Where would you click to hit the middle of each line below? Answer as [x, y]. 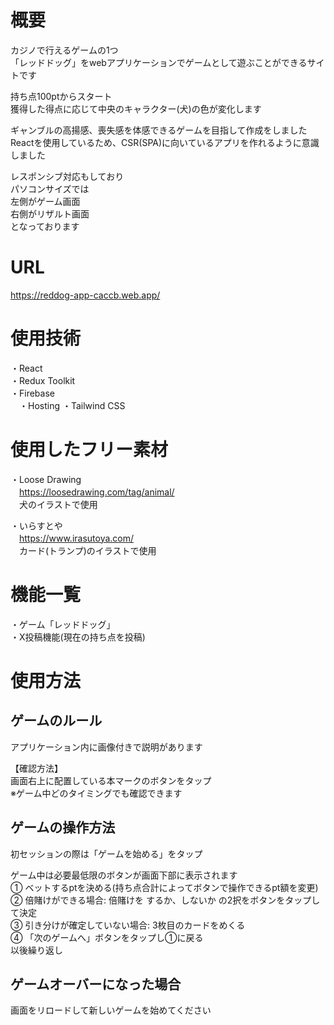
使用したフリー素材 [89, 450]
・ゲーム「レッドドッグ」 [63, 624]
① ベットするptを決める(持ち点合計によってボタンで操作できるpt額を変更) [164, 887]
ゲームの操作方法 [63, 827]
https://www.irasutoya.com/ [77, 538]
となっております [45, 226]
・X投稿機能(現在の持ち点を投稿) [78, 637]
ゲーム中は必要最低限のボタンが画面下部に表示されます [124, 875]
